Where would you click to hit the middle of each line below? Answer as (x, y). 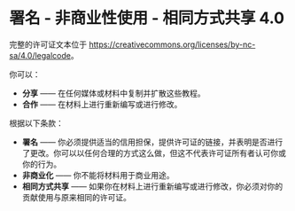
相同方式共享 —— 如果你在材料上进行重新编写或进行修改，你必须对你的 (152, 186)
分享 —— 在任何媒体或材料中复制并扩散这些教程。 (113, 93)
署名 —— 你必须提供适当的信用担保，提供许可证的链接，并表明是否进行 (152, 142)
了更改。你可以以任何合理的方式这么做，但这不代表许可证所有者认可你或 (154, 152)
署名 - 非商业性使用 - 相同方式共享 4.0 (147, 18)
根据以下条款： (36, 123)
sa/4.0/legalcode (40, 55)
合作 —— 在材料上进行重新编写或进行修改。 (102, 104)
